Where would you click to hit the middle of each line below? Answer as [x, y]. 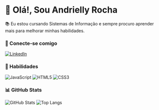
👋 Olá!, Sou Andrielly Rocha [61, 10]
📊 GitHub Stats [24, 90]
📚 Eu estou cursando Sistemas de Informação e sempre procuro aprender [79, 23]
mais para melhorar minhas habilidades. [45, 31]
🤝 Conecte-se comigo [31, 43]
